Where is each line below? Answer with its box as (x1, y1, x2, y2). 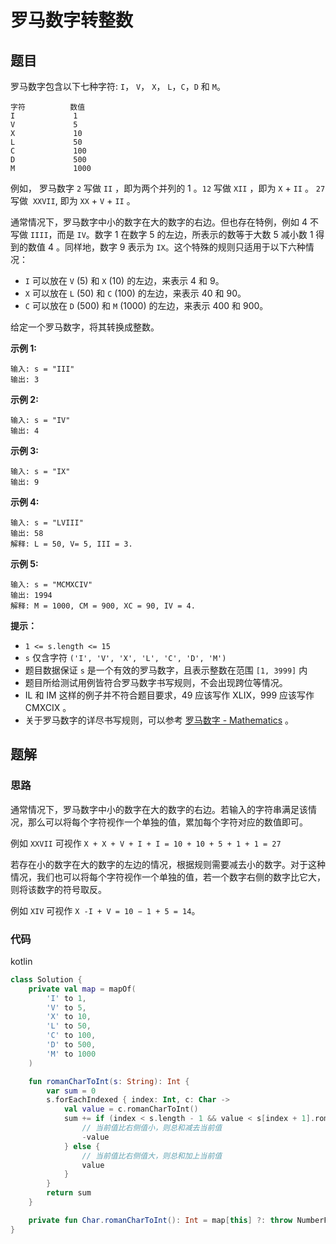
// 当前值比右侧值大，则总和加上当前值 (81, 1151, 223, 1161)
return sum (46, 1188, 92, 1198)
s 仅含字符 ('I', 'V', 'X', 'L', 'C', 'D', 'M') (24, 652, 227, 663)
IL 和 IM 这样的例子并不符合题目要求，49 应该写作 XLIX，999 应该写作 (24, 689, 315, 701)
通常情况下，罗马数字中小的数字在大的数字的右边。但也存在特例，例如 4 (10, 216, 308, 228)
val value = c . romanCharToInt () (63, 1104, 199, 1115)
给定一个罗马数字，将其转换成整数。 (10, 321, 160, 333)
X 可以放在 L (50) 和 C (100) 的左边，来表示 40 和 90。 (24, 287, 247, 299)
